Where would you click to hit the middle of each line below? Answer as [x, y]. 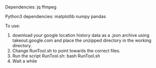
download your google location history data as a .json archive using [81, 35]
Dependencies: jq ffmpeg [31, 7]
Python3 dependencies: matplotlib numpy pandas [56, 16]
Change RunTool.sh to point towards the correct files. [66, 51]
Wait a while [25, 61]
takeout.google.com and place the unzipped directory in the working [82, 40]
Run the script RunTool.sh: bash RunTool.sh [56, 56]
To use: [13, 26]
